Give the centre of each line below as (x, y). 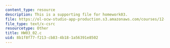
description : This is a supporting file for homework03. (67, 14)
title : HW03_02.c (24, 33)
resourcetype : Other (27, 28)
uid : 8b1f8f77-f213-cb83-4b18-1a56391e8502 (52, 38)
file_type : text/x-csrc (30, 24)
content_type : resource (30, 10)
